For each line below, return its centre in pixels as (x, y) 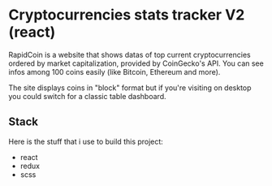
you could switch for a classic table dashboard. (87, 96)
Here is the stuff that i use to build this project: (86, 141)
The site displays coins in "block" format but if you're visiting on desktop (130, 88)
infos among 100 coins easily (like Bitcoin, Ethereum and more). (114, 71)
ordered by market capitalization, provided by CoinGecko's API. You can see (136, 63)
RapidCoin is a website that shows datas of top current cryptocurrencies (130, 54)
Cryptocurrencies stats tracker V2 (127, 15)
